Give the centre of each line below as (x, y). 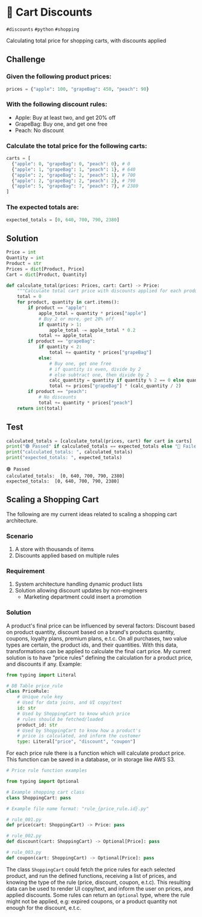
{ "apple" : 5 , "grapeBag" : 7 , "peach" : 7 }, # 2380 (75, 186)
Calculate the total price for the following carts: (77, 145)
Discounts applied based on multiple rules (67, 556)
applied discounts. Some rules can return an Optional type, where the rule (98, 895)
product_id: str (38, 725)
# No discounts (57, 397)
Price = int (21, 252)
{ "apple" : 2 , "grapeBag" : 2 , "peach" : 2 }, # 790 (74, 181)
